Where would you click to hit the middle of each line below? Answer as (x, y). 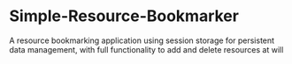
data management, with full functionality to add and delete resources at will (146, 49)
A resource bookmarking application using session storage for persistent (142, 40)
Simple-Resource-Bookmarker (124, 16)
